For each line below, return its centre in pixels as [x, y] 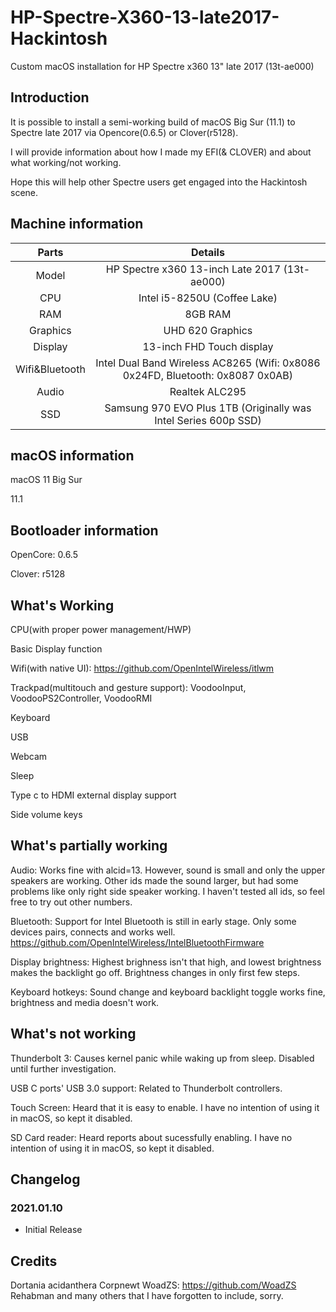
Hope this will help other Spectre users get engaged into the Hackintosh [159, 182]
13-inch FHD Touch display [208, 346]
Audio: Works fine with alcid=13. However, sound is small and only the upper [168, 870]
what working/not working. [66, 162]
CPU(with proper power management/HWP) [101, 629]
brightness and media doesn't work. [85, 1002]
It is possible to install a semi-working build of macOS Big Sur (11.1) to [153, 122]
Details [207, 252]
